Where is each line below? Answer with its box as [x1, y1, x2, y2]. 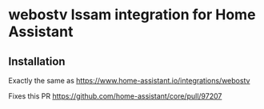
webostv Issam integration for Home [8, 6, 256, 24]
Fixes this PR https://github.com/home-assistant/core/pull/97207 [8, 91, 222, 101]
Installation [8, 54, 66, 68]
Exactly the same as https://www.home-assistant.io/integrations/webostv [8, 76, 250, 85]
